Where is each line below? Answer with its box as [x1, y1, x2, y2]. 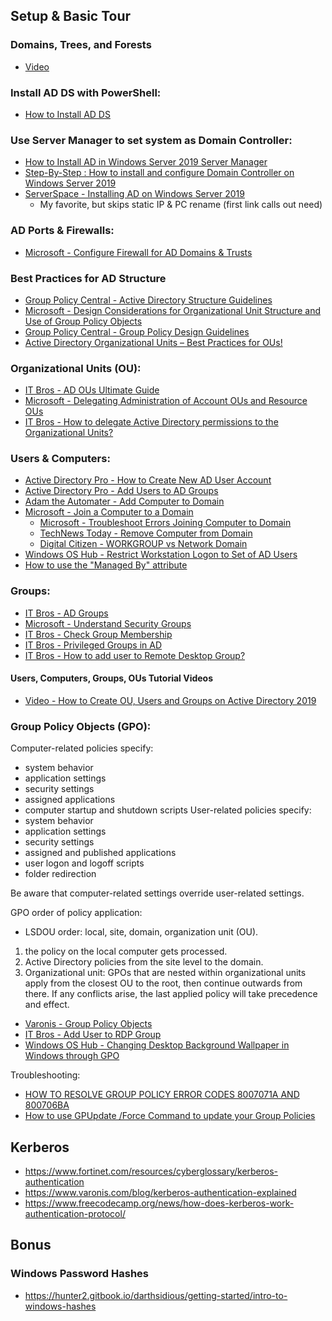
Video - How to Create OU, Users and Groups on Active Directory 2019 [24, 694, 317, 706]
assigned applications [24, 794, 116, 806]
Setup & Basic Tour [10, 8, 132, 25]
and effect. [24, 999, 70, 1011]
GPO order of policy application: [10, 907, 143, 919]
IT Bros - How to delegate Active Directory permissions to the [24, 416, 279, 428]
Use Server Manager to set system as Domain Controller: [10, 133, 293, 147]
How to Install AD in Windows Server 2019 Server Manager [24, 156, 268, 168]
